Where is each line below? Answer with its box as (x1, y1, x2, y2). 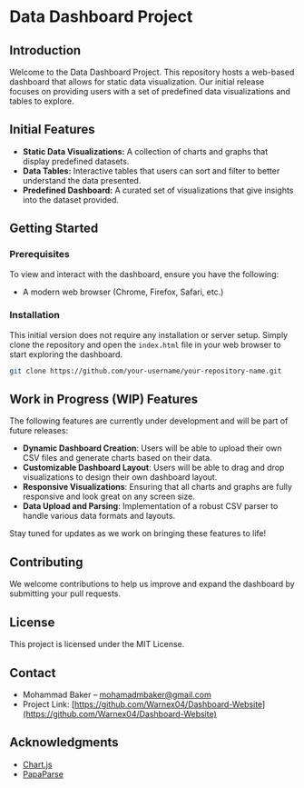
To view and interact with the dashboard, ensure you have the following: (9, 268, 279, 279)
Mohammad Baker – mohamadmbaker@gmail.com (22, 689, 211, 700)
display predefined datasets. (22, 155, 130, 166)
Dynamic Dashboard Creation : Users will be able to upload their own (22, 443, 282, 454)
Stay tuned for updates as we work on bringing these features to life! (9, 528, 267, 539)
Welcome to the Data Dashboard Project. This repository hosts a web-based (9, 66, 295, 77)
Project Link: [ (22, 698, 75, 710)
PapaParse (22, 768, 64, 779)
